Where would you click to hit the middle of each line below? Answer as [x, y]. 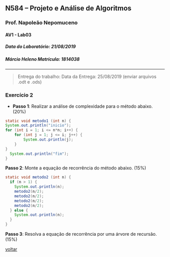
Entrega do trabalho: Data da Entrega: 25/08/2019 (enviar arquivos [87, 77]
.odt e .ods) [30, 82]
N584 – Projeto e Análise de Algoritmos [68, 8]
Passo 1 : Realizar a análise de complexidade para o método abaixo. [83, 106]
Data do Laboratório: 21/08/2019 [40, 46]
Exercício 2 [19, 95]
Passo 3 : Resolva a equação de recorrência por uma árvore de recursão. [81, 234]
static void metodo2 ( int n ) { [38, 177]
